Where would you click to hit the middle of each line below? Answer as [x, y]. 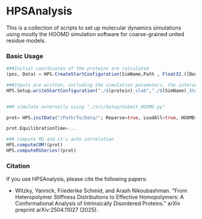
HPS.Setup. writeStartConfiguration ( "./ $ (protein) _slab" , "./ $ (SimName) [96, 91]
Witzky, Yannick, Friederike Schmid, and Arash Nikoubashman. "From [101, 191]
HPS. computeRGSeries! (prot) [41, 151]
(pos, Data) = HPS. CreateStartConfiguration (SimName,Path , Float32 [94, 74]
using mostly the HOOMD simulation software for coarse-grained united [95, 34]
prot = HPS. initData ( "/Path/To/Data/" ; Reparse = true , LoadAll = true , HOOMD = [102, 118]
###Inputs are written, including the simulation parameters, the [91, 85]
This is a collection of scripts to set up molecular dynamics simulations [94, 28]
